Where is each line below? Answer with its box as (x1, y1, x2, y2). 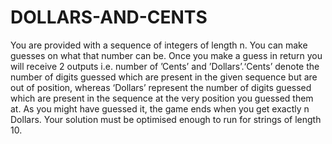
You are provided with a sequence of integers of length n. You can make (10, 39, 308, 51)
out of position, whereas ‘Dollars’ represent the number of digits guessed (10, 81, 312, 93)
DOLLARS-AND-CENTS (10, 6, 208, 29)
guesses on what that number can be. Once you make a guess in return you (10, 49, 323, 61)
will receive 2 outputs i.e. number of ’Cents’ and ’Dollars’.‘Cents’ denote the (10, 60, 320, 72)
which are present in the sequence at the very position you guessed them (10, 92, 314, 104)
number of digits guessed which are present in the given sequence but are (10, 71, 318, 83)
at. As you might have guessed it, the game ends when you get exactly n (10, 102, 310, 115)
